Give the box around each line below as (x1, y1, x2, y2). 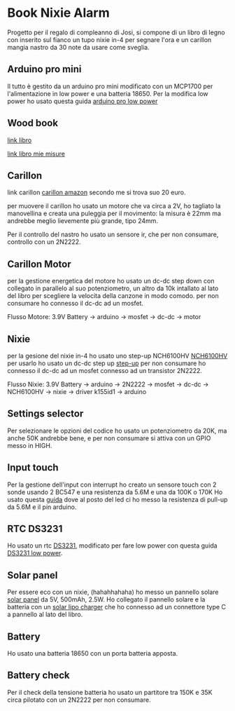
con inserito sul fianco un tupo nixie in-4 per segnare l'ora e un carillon (7, 35, 212, 43)
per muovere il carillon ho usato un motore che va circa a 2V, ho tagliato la (7, 202, 221, 210)
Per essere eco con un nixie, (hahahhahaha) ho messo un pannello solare (7, 588, 219, 597)
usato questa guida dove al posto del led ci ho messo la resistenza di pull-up (7, 495, 228, 503)
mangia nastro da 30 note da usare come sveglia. (7, 43, 150, 51)
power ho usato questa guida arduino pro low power (7, 97, 158, 105)
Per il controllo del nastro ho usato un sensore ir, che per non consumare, (7, 230, 219, 239)
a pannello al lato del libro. (7, 610, 83, 618)
